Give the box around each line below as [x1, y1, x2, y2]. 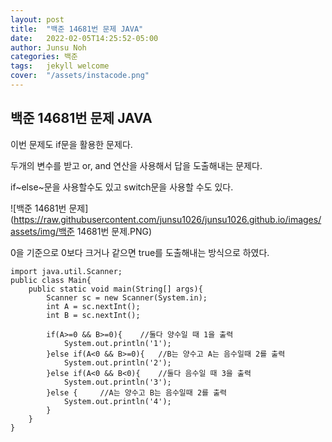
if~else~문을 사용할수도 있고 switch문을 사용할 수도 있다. [10, 181, 234, 193]
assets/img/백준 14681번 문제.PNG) [10, 225, 153, 237]
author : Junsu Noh [10, 42, 87, 53]
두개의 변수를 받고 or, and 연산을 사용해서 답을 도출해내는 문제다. [10, 159, 263, 171]
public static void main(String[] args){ [28, 284, 203, 294]
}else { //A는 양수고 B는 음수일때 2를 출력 [46, 387, 228, 398]
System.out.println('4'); [63, 396, 172, 406]
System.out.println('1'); [63, 338, 172, 348]
